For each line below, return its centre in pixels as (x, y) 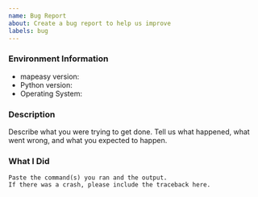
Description (32, 114)
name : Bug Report (37, 16)
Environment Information (58, 59)
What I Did (29, 161)
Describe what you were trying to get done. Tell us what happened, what (129, 131)
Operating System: (51, 93)
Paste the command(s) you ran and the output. (88, 178)
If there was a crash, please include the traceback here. (110, 185)
